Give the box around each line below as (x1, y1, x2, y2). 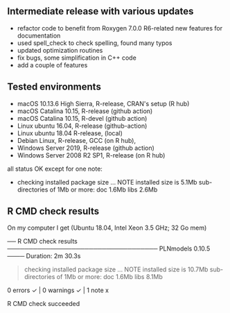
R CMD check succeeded (7, 300, 80, 308)
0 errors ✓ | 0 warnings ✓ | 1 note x (7, 286, 109, 294)
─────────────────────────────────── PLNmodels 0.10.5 (7, 244, 211, 253)
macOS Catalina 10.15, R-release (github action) (17, 107, 153, 115)
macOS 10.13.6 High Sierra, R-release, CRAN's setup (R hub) (17, 99, 190, 108)
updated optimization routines (17, 46, 103, 54)
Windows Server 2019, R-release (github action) (17, 144, 154, 152)
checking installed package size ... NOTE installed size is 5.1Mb (17, 178, 197, 186)
